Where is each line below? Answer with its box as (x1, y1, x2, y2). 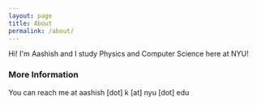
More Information (8, 69, 79, 81)
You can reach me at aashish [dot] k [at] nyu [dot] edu (8, 87, 190, 97)
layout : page (8, 11, 53, 20)
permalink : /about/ (8, 27, 75, 35)
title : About (8, 19, 53, 27)
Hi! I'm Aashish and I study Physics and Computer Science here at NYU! (8, 49, 249, 59)
